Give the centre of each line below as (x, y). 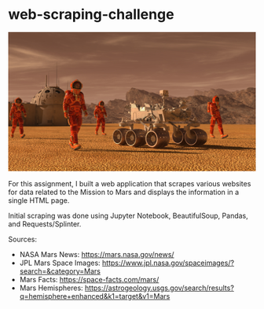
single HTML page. (39, 200)
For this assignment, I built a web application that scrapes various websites (130, 184)
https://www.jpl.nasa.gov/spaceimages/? (168, 263)
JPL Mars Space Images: (60, 263)
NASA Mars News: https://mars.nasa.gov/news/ (97, 255)
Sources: (23, 239)
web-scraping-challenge (91, 15)
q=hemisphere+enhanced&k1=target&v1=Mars (95, 296)
